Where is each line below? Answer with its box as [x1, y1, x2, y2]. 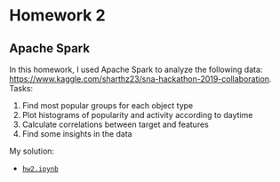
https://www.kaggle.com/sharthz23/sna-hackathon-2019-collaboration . [9, 74, 272, 84]
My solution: [9, 146, 55, 156]
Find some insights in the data [21, 129, 132, 138]
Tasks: [9, 83, 34, 93]
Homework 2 [9, 5, 106, 26]
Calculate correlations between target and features [21, 119, 209, 130]
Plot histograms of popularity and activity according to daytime [21, 110, 253, 120]
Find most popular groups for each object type [21, 100, 194, 111]
